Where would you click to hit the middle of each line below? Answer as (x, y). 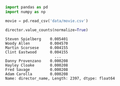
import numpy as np (25, 12)
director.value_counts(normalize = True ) (47, 30)
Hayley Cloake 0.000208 (37, 65)
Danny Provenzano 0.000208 (37, 61)
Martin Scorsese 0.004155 (37, 47)
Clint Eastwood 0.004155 (37, 52)
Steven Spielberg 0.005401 (37, 39)
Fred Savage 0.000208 (37, 69)
